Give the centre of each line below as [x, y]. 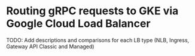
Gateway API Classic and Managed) [50, 46]
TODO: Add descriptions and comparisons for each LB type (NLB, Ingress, [98, 40]
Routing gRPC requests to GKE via [92, 11]
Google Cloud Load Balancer [78, 24]
